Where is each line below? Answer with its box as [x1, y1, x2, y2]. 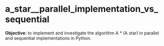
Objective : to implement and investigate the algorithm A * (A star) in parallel [5, 30, 159, 36]
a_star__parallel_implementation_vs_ [5, 3, 159, 15]
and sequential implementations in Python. [5, 35, 92, 41]
